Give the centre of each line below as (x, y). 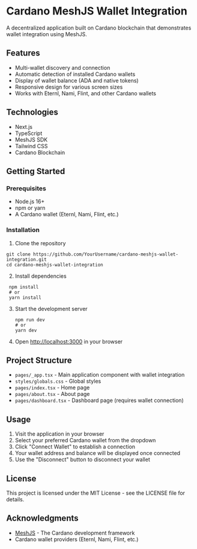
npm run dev (30, 320)
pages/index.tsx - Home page (52, 387)
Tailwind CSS (31, 146)
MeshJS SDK (31, 139)
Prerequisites (26, 188)
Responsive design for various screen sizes (69, 87)
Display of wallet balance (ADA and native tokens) (77, 80)
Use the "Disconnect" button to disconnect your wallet (82, 460)
